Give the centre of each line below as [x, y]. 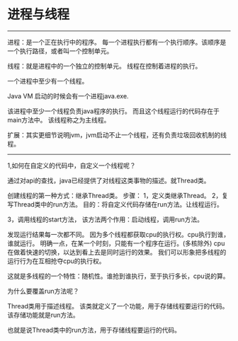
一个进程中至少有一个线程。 [48, 81]
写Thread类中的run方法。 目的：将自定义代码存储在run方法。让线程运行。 [115, 204]
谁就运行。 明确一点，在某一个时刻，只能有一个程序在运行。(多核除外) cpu [116, 243]
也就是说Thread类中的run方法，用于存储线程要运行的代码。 [94, 330]
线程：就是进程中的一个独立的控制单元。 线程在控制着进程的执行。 [104, 66]
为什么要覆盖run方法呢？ [43, 291]
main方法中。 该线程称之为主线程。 [59, 120]
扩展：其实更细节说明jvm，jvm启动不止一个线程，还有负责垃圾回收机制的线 [117, 134]
